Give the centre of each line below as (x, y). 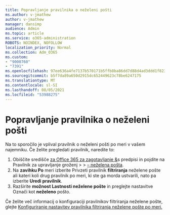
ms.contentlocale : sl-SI (31, 85)
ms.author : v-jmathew (28, 15)
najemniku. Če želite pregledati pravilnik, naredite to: (60, 150)
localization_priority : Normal (38, 48)
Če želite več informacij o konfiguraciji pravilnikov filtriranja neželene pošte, (84, 202)
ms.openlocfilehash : (27, 71)
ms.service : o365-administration (40, 38)
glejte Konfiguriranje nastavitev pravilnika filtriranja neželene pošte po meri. (84, 207)
